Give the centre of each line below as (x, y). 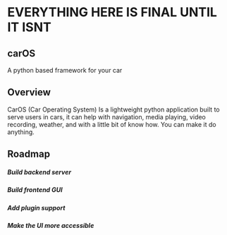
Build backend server (39, 172)
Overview (29, 92)
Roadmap (29, 154)
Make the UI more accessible (51, 225)
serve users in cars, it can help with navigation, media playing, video (107, 116)
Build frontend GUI (35, 190)
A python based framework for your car (65, 70)
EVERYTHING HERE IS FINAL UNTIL (112, 12)
